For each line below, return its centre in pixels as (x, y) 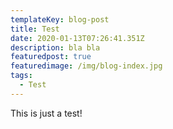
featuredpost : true (51, 57)
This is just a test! (46, 113)
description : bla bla (55, 47)
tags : (21, 76)
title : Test (35, 29)
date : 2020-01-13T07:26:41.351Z (77, 38)
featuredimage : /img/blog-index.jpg (86, 66)
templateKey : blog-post (60, 19)
